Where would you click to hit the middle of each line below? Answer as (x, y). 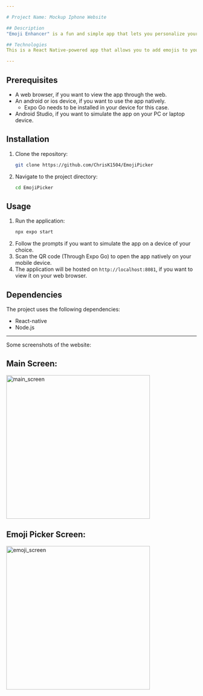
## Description (25, 28)
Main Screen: (32, 364)
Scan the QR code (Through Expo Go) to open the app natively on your (103, 256)
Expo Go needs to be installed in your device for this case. (96, 107)
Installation (28, 139)
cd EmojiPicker (34, 187)
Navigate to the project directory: (56, 177)
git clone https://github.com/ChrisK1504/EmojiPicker (84, 165)
